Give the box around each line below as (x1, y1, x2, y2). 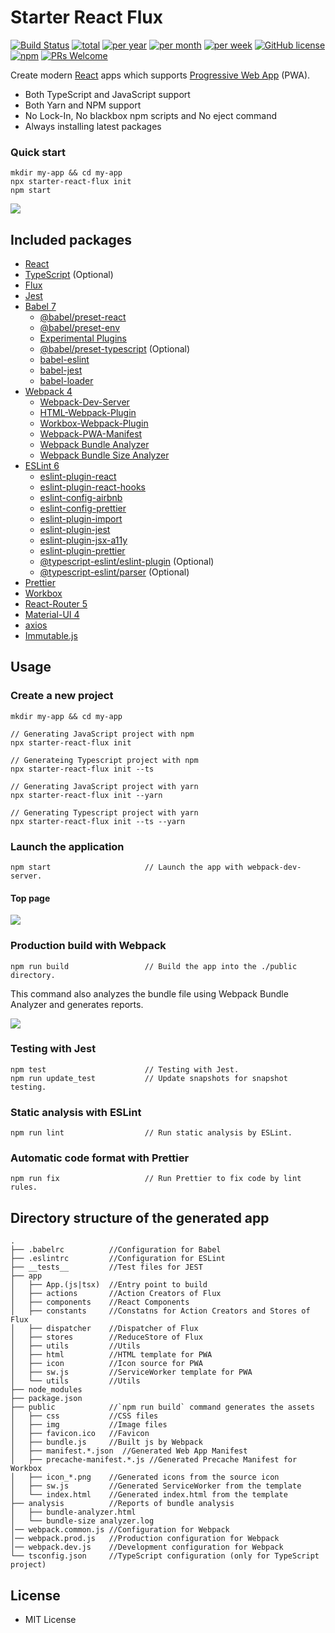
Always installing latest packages (24, 120, 162, 132)
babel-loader (39, 375, 94, 387)
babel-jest (39, 364, 83, 376)
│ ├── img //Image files (10, 1420, 168, 1430)
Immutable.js (24, 630, 78, 642)
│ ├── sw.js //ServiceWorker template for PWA (10, 1367, 253, 1378)
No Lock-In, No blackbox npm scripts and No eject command (24, 109, 278, 121)
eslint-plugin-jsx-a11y (39, 534, 128, 546)
